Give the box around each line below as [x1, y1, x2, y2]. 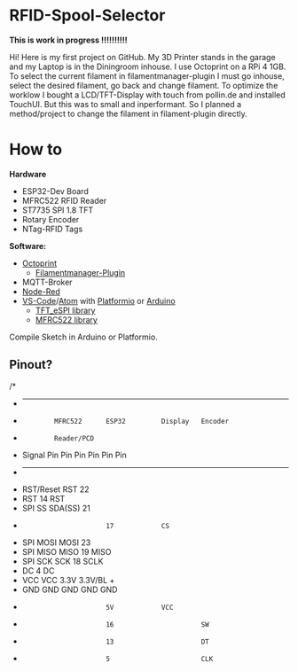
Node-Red [21, 285, 60, 297]
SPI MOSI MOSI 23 [21, 537, 91, 548]
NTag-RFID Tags [21, 223, 83, 234]
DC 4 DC [21, 565, 55, 576]
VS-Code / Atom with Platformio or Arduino [21, 295, 176, 306]
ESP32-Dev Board [21, 185, 89, 196]
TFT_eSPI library [35, 305, 96, 316]
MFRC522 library [35, 314, 98, 324]
